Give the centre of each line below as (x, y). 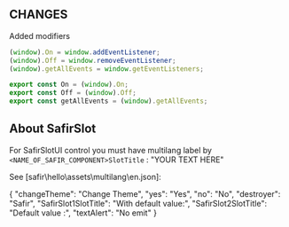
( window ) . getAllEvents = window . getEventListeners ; (106, 69)
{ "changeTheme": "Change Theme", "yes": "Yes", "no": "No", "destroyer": (145, 193)
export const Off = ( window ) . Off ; (73, 93)
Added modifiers (40, 35)
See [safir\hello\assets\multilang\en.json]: (85, 176)
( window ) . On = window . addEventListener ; (85, 52)
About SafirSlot (53, 129)
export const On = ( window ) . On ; (69, 85)
